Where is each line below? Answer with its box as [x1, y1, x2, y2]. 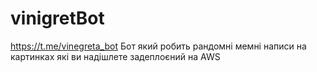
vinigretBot [10, 7, 105, 30]
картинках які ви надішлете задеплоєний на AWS [10, 50, 221, 62]
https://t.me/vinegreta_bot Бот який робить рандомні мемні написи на [10, 40, 307, 52]
